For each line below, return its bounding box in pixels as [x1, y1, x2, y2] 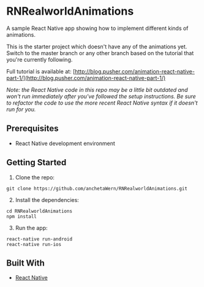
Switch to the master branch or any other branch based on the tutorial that [6, 49, 194, 56]
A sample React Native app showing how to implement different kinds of [6, 24, 189, 32]
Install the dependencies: [15, 196, 80, 203]
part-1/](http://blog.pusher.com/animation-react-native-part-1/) [6, 74, 166, 81]
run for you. [6, 105, 36, 113]
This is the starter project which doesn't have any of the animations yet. [6, 43, 187, 50]
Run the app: [15, 224, 48, 231]
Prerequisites [6, 124, 59, 134]
